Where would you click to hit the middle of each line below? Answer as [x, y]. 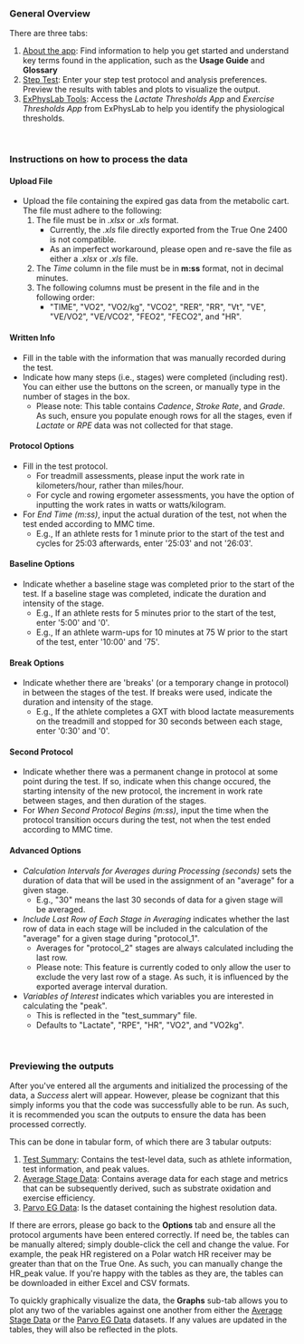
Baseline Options [42, 564]
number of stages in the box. [76, 396]
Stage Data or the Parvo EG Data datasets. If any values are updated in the [148, 1320]
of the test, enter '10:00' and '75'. [98, 642]
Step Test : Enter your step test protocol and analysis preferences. [145, 80]
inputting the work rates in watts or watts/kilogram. [131, 504]
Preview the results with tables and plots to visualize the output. [141, 90]
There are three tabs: [49, 34]
